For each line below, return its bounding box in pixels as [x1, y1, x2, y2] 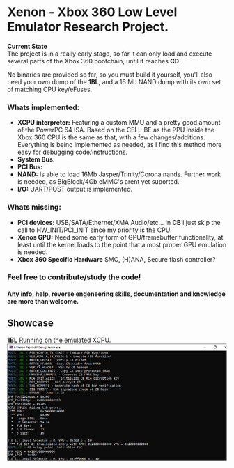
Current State [7, 42, 47, 50]
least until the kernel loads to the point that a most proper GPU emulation [17, 240, 227, 249]
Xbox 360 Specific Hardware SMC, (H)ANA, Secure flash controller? [17, 255, 216, 263]
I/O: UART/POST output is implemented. [17, 185, 133, 194]
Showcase [7, 318, 54, 329]
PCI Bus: [17, 163, 43, 171]
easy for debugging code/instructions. [17, 148, 127, 157]
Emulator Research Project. [7, 19, 169, 35]
